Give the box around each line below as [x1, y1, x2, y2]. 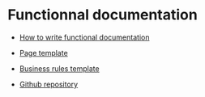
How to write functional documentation [19, 32, 150, 42]
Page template [19, 48, 68, 57]
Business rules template [19, 63, 100, 74]
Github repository [19, 79, 79, 89]
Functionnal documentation [7, 6, 198, 24]
